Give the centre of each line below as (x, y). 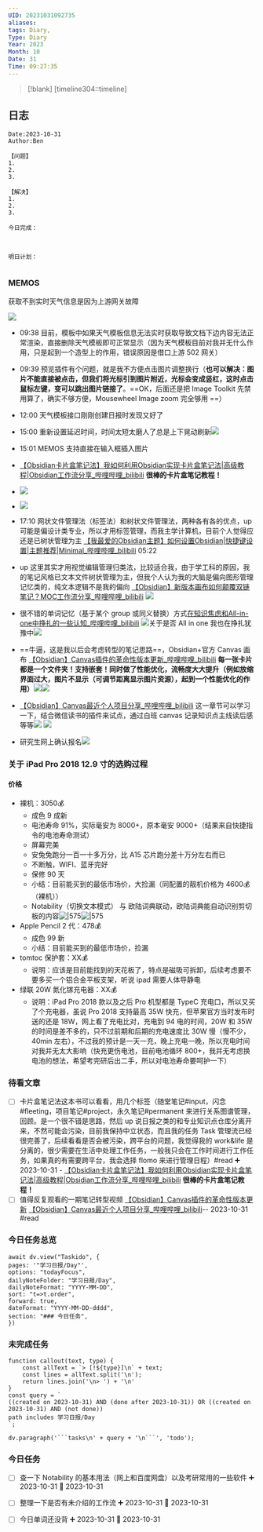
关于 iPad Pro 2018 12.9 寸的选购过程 (78, 764)
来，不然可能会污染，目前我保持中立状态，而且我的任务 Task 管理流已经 (136, 1131)
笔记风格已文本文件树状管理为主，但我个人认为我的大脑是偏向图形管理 (140, 577)
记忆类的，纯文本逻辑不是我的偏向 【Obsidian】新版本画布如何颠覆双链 (134, 586)
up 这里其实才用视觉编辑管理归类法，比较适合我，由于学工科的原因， (131, 567)
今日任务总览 (33, 1240)
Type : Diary (27, 37)
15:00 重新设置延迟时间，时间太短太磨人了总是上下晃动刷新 (115, 432)
